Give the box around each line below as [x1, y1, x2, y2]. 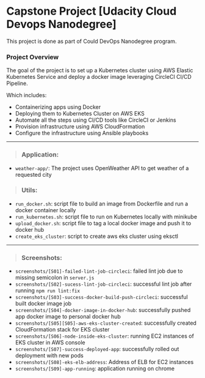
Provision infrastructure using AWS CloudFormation [15, 123, 145, 130]
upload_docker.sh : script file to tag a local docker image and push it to [15, 219, 192, 227]
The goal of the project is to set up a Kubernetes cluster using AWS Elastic [6, 67, 193, 74]
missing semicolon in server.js [15, 274, 95, 281]
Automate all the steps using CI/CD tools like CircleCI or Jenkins [15, 116, 176, 124]
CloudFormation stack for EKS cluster [15, 326, 110, 333]
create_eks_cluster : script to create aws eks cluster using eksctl [15, 232, 179, 240]
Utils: [21, 186, 38, 195]
